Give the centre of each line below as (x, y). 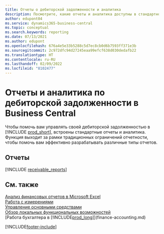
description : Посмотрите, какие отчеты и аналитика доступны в (71, 14)
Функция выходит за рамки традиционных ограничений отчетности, (77, 137)
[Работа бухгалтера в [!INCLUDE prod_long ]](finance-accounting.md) (75, 217)
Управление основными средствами (43, 207)
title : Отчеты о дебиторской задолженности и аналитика (63, 10)
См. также (22, 185)
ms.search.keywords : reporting (37, 32)
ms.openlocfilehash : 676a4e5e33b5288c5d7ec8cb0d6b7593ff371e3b (71, 46)
